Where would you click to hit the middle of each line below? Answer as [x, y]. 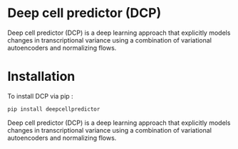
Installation [41, 77]
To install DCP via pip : [40, 96]
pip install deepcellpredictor [54, 109]
